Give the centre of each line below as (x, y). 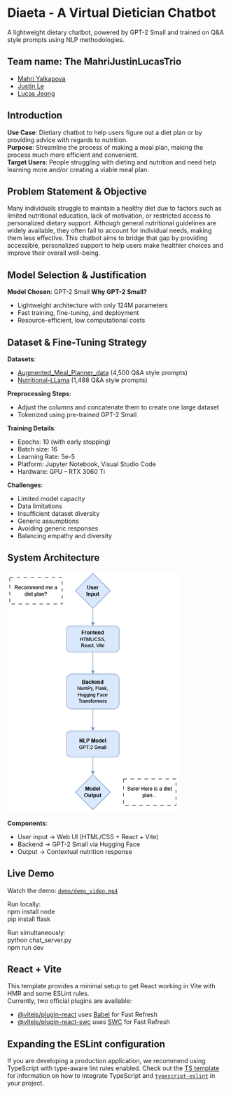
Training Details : (31, 428)
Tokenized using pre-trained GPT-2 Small (77, 415)
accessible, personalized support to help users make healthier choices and (115, 246)
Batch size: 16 (37, 449)
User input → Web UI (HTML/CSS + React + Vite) (88, 836)
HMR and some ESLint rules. (48, 994)
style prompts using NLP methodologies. (66, 39)
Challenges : (25, 485)
